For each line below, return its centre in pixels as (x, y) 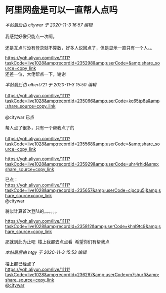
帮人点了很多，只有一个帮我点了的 (40, 127)
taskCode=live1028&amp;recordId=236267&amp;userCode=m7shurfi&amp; (82, 274)
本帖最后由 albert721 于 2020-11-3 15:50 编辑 (51, 84)
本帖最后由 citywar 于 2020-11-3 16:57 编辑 (49, 25)
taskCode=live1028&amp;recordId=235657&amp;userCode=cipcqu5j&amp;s (83, 190)
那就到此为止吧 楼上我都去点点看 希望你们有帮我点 (57, 241)
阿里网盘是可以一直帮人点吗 (62, 10)
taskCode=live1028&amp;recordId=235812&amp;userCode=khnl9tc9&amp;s (83, 226)
